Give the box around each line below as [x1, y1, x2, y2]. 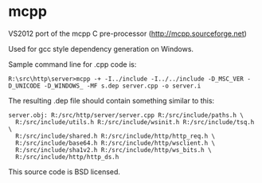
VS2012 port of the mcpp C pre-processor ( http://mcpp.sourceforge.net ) [8, 29, 247, 38]
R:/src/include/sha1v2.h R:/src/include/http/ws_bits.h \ [15, 146, 213, 154]
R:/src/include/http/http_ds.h [15, 153, 119, 161]
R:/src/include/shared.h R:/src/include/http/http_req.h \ [15, 132, 216, 140]
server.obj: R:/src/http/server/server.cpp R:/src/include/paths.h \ [8, 111, 244, 119]
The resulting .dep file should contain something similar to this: [8, 95, 215, 105]
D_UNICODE [8, 82, 41, 90]
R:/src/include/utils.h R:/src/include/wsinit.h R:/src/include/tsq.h [15, 118, 255, 126]
